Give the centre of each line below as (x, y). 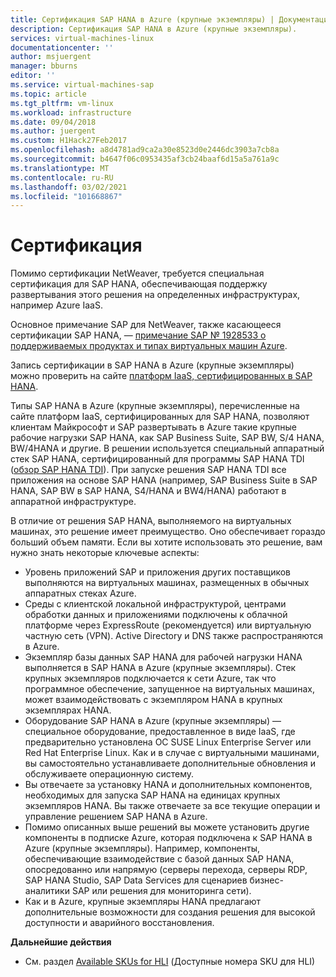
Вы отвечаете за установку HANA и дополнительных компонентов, (168, 785)
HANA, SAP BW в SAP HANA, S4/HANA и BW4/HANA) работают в (148, 491)
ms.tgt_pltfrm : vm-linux (62, 103)
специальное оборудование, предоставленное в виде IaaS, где (160, 732)
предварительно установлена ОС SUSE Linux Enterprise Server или (168, 742)
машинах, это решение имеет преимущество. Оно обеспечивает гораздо (168, 532)
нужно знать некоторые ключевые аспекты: (105, 553)
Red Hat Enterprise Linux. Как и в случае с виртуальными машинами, (172, 753)
